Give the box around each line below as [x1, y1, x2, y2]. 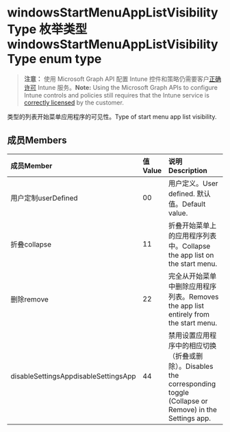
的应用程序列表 [168, 231, 217, 240]
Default [182, 199, 206, 209]
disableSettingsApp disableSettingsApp [10, 371, 136, 380]
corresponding [168, 379, 216, 389]
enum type [38, 52, 102, 67]
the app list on [168, 250, 214, 260]
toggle [168, 387, 190, 397]
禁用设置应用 [168, 330, 210, 340]
